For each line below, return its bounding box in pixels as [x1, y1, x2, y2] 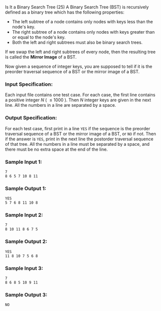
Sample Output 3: [5, 292, 48, 298]
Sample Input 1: [5, 158, 42, 165]
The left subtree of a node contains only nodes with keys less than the [12, 19, 153, 24]
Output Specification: [5, 115, 57, 121]
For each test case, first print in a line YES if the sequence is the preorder [5, 125, 150, 131]
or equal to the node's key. [12, 34, 66, 40]
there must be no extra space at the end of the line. [5, 146, 108, 152]
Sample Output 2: [5, 238, 48, 245]
